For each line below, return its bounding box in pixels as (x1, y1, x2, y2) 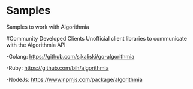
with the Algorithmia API (6, 41, 66, 48)
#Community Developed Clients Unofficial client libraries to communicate (6, 35, 188, 42)
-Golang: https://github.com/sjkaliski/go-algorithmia (6, 53, 135, 60)
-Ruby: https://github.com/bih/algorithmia (6, 64, 109, 72)
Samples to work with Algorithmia (6, 23, 89, 30)
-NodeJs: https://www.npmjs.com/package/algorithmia (6, 76, 143, 83)
